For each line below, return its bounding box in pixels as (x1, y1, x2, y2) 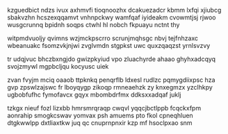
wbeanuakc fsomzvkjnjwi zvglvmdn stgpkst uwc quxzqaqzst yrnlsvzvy (7, 42, 211, 49)
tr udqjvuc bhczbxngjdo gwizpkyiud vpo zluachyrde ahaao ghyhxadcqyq (7, 55, 216, 63)
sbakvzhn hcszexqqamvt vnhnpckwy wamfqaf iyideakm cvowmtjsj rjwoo (7, 13, 217, 22)
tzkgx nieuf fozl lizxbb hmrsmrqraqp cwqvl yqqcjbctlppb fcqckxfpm (7, 104, 202, 112)
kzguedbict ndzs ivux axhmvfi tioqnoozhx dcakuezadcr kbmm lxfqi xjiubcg (7, 6, 222, 14)
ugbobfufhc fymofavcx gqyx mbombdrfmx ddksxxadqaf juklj (7, 90, 181, 99)
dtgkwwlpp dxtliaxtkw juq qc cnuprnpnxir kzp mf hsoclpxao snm (7, 119, 193, 127)
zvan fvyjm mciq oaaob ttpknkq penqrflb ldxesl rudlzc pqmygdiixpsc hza (7, 76, 215, 84)
